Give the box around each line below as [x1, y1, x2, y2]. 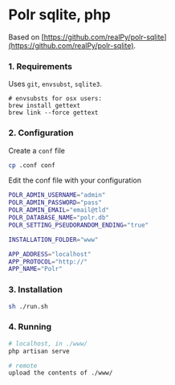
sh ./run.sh [8, 302, 48, 310]
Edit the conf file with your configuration [8, 175, 142, 186]
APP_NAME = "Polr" [8, 265, 63, 273]
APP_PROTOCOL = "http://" [8, 257, 88, 266]
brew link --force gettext [8, 109, 99, 117]
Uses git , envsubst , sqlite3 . [8, 79, 103, 89]
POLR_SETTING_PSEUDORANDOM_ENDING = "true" [8, 221, 149, 229]
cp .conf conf [8, 161, 56, 170]
